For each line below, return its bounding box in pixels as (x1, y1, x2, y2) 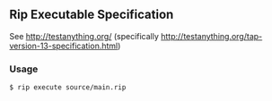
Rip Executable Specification (9, 7, 174, 22)
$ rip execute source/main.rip (9, 83, 127, 92)
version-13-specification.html (9, 40, 118, 51)
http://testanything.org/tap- (161, 30, 263, 41)
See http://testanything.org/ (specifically (9, 30, 160, 41)
